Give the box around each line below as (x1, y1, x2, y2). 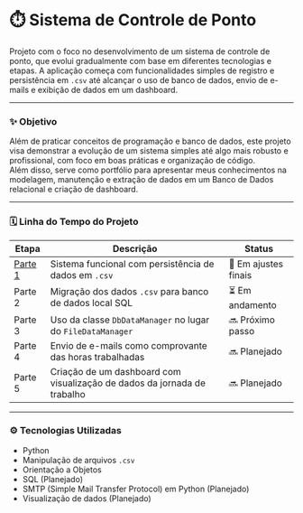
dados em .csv (50, 268, 114, 281)
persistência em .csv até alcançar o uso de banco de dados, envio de (9, 74, 269, 85)
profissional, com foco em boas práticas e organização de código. (9, 155, 255, 166)
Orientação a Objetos (22, 464, 102, 475)
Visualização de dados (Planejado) (22, 492, 151, 504)
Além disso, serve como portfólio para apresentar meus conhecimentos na (9, 164, 287, 175)
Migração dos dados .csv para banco (50, 285, 209, 298)
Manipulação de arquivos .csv (22, 454, 135, 465)
